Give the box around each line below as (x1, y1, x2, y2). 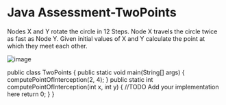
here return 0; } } (7, 90, 55, 98)
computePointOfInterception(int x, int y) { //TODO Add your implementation (7, 82, 219, 91)
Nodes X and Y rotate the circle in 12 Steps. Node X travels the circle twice (7, 27, 218, 35)
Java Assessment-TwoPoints (7, 5, 177, 20)
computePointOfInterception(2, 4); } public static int (7, 75, 153, 83)
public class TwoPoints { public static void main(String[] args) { (7, 68, 185, 76)
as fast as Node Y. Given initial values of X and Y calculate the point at (7, 34, 205, 42)
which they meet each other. (7, 42, 88, 50)
